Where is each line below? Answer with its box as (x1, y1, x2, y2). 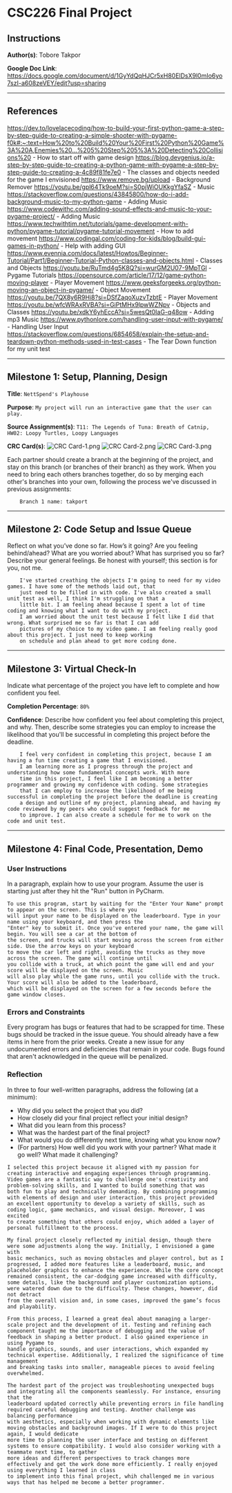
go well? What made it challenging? (17, 1150, 119, 1159)
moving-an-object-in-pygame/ (7, 285, 95, 294)
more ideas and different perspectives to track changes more (7, 1454, 190, 1462)
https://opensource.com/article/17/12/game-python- (57, 271, 207, 279)
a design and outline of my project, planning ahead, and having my (19, 800, 221, 807)
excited (7, 1212, 30, 1219)
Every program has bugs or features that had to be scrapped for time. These (7, 1023, 224, 1031)
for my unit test (7, 344, 50, 352)
